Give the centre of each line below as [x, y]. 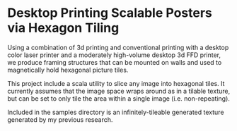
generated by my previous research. [60, 119]
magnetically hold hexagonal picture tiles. [68, 70]
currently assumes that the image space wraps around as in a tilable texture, [119, 91]
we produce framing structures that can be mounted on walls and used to [115, 62]
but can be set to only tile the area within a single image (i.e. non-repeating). [118, 98]
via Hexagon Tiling [63, 28]
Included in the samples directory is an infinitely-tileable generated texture [116, 112]
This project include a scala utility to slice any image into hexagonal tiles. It [116, 83]
